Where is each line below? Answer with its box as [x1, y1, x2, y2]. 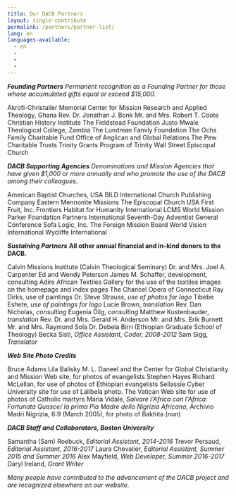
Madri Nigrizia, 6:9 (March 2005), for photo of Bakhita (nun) [7, 409, 181, 418]
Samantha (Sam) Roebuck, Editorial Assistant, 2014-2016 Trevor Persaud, [7, 437, 221, 445]
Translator [7, 337, 37, 346]
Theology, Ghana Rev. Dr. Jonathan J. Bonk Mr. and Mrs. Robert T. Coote [7, 111, 219, 119]
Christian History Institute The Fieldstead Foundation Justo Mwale [7, 118, 199, 127]
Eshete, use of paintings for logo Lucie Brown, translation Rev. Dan [7, 300, 202, 309]
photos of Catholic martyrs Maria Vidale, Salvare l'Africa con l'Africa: [7, 395, 208, 403]
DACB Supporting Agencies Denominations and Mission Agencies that [7, 161, 215, 170]
